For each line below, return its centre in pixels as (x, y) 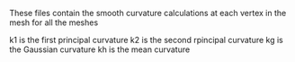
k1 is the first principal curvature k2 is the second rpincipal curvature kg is (146, 40)
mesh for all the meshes (54, 22)
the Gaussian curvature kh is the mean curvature (100, 49)
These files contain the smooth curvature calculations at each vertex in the (148, 13)
